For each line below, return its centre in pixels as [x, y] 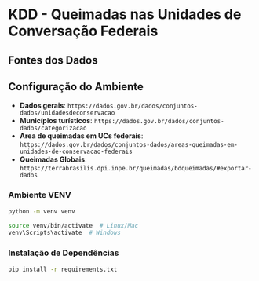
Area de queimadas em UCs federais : [81, 136]
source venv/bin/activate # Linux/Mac [73, 225]
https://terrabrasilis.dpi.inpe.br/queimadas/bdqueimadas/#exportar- [136, 169]
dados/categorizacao [53, 128]
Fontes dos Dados [53, 60]
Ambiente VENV [40, 195]
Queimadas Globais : [53, 159]
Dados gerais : [43, 106]
